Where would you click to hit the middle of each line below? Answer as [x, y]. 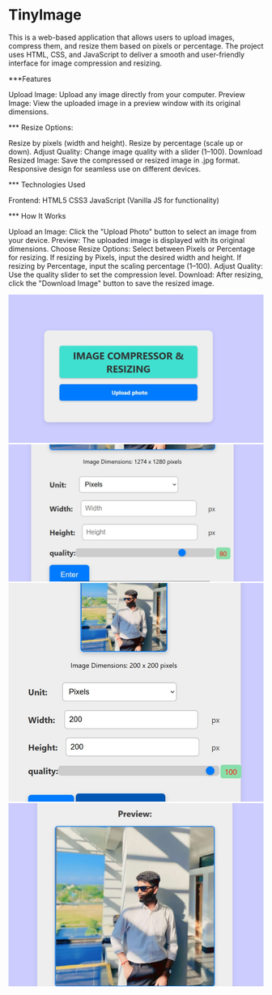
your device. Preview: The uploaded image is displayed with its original [127, 240]
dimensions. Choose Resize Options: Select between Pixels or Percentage [132, 249]
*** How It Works [37, 215]
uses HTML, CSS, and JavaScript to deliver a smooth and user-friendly [127, 54]
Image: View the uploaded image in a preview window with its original [125, 103]
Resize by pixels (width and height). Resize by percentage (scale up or [126, 142]
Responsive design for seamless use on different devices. [105, 168]
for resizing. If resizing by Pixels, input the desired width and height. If [125, 257]
